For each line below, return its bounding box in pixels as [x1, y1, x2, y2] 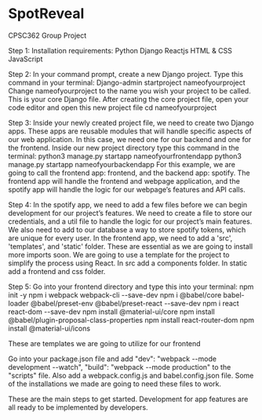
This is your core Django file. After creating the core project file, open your [8, 94, 249, 104]
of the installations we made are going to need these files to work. [8, 378, 222, 389]
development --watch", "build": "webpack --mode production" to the [8, 362, 231, 371]
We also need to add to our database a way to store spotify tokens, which [8, 225, 246, 234]
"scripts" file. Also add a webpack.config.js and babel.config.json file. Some [8, 371, 254, 380]
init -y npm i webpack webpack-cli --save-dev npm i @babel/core [8, 290, 222, 299]
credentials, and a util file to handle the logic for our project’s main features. [8, 217, 253, 226]
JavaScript [8, 54, 43, 64]
